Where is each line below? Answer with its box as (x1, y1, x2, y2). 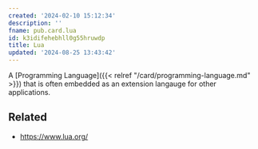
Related (8, 111, 48, 124)
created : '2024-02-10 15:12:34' (8, 11, 116, 20)
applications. (8, 88, 50, 96)
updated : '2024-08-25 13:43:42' (8, 49, 116, 57)
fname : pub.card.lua (8, 26, 77, 34)
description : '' (8, 19, 62, 27)
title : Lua (8, 41, 45, 49)
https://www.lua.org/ (19, 131, 89, 141)
